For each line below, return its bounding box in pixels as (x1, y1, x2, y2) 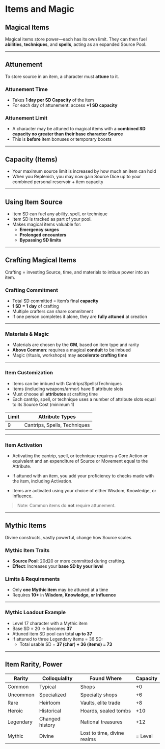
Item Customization (5, 369, 53, 376)
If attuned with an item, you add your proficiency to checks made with (12, 473, 154, 479)
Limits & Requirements (5, 576, 60, 583)
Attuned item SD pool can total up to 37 (12, 631, 92, 636)
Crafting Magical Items (5, 256, 77, 265)
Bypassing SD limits (19, 237, 61, 243)
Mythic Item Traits (5, 547, 50, 553)
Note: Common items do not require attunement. (17, 503, 116, 509)
